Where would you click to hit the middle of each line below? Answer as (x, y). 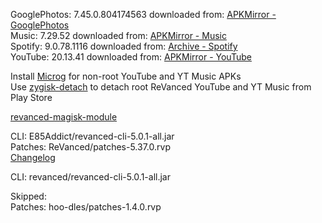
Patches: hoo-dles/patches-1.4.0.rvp (86, 207)
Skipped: (28, 196)
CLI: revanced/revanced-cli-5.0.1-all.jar (90, 177)
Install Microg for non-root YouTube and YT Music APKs (126, 76)
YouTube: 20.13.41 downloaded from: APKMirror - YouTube (131, 57)
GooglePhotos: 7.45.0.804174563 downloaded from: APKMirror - (143, 14)
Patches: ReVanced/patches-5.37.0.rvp (90, 147)
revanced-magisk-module (64, 117)
